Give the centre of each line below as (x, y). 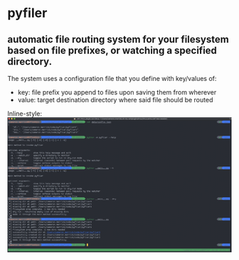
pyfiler (27, 13)
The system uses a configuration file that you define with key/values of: (112, 78)
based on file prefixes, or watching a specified (112, 50)
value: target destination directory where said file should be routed (115, 100)
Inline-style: (25, 114)
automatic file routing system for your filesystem (118, 39)
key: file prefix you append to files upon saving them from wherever (117, 92)
